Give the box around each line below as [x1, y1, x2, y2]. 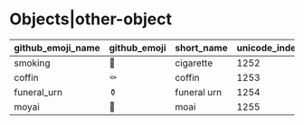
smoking [14, 57, 51, 69]
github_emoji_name [14, 41, 101, 54]
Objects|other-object [9, 9, 172, 30]
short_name [175, 41, 228, 54]
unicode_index [236, 41, 301, 54]
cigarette [175, 57, 214, 69]
